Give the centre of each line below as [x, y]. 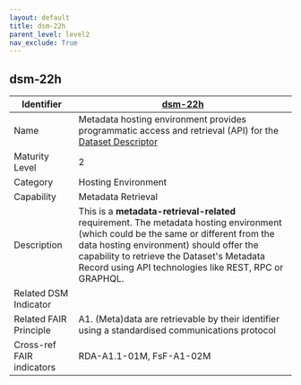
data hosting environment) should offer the [168, 245]
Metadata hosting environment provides [163, 119]
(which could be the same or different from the [176, 234]
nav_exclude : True [43, 43]
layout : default [39, 17]
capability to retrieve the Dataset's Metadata [172, 257]
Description [38, 245]
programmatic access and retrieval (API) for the [179, 131]
